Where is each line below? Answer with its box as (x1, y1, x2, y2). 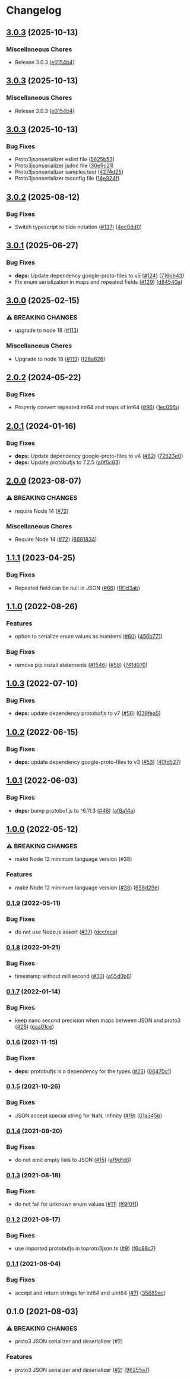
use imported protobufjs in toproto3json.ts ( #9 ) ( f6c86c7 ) (14, 1245, 156, 1252)
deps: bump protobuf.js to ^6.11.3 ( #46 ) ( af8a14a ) (14, 807, 135, 814)
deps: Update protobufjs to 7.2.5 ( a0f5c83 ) (14, 459, 121, 466)
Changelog (6, 4, 62, 17)
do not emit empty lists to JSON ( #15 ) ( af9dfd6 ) (14, 1157, 132, 1163)
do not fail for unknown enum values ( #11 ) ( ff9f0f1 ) (14, 1201, 138, 1208)
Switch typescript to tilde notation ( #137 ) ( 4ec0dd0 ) (14, 223, 142, 230)
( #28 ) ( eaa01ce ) (14, 1023, 55, 1030)
